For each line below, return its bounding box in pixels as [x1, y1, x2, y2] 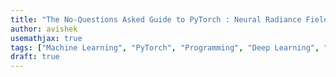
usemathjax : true [10, 33, 83, 43]
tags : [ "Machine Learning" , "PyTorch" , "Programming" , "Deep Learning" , [10, 42, 320, 53]
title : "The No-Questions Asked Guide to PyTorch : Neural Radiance [10, 14, 302, 25]
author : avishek [10, 24, 78, 34]
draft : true [10, 52, 60, 62]
